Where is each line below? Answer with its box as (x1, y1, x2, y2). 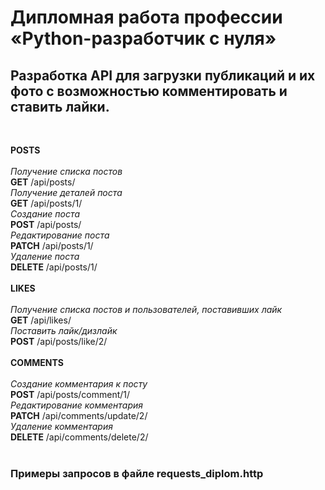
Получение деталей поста (10, 187, 123, 198)
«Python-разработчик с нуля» (10, 27, 277, 50)
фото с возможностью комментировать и (10, 82, 288, 100)
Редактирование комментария (10, 399, 144, 411)
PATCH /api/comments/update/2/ (10, 410, 148, 421)
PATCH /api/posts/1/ (10, 240, 94, 251)
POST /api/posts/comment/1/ (10, 389, 131, 400)
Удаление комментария (10, 421, 113, 432)
